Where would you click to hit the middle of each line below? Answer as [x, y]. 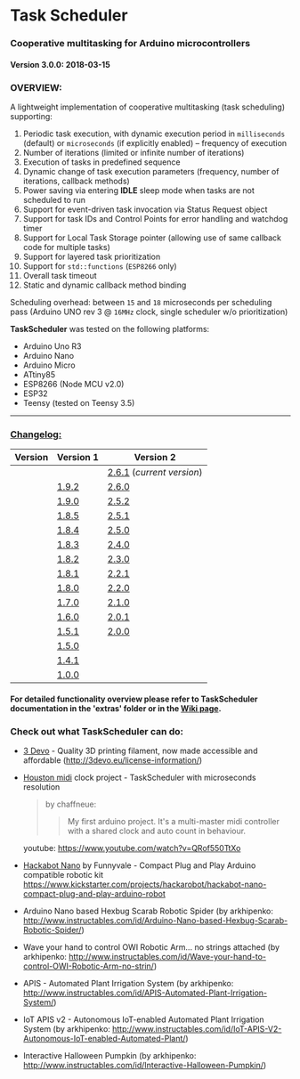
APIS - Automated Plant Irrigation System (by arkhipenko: [128, 984]
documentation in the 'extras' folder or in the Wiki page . [116, 708]
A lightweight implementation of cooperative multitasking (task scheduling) [148, 107]
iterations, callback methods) [76, 181]
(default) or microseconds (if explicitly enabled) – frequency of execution [155, 143]
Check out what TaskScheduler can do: [97, 731]
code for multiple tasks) [66, 247]
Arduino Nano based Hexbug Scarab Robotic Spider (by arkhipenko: [148, 911]
